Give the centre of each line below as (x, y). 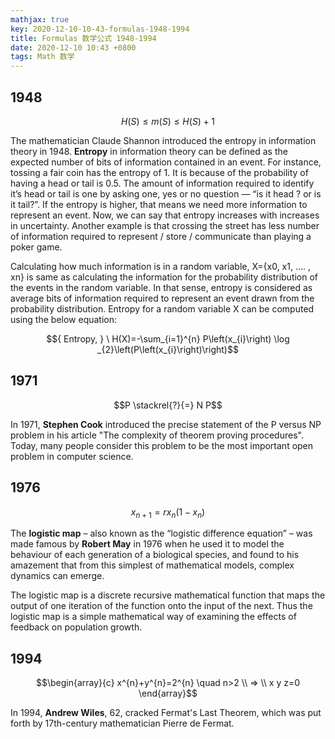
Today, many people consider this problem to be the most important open (162, 445)
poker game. (36, 247)
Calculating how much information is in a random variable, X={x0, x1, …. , (161, 266)
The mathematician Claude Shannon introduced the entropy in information (163, 140)
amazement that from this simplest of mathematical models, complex (152, 565)
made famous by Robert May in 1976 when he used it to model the (147, 544)
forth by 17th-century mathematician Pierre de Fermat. (122, 723)
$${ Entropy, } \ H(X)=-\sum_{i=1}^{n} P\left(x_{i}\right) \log (168, 338)
